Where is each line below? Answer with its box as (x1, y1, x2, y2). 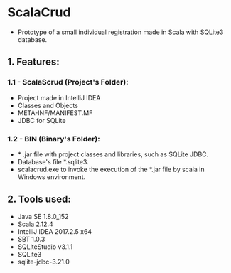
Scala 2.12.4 (17, 220, 53, 228)
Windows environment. (17, 172, 86, 181)
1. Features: (7, 56, 60, 68)
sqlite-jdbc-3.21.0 (17, 257, 70, 266)
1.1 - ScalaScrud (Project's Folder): (7, 77, 129, 87)
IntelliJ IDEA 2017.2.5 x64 (17, 227, 92, 235)
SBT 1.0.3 (17, 235, 45, 243)
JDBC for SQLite (17, 116, 66, 124)
